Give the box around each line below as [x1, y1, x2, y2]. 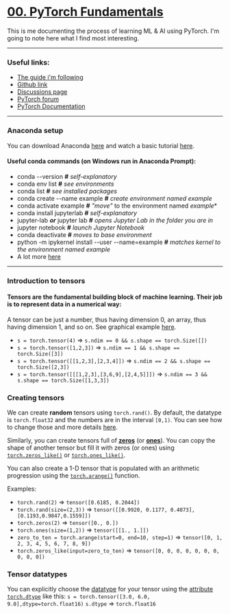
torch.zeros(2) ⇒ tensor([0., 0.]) [16, 519, 118, 527]
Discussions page [16, 88, 68, 96]
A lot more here [16, 252, 62, 260]
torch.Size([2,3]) [16, 364, 70, 371]
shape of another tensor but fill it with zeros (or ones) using [7, 443, 175, 452]
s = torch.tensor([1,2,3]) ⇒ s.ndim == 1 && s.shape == [16, 343, 180, 352]
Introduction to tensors [7, 275, 86, 285]
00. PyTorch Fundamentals [7, 4, 164, 20]
